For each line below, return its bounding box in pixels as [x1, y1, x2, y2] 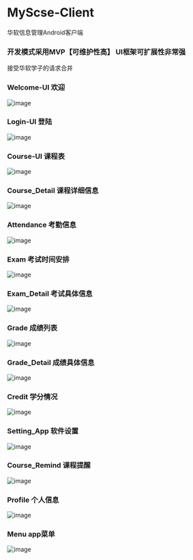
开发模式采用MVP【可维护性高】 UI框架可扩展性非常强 [7, 47, 186, 56]
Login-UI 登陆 [7, 117, 53, 127]
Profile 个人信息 [7, 495, 59, 505]
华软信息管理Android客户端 [7, 28, 83, 36]
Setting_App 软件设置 [7, 427, 79, 436]
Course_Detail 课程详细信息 [7, 186, 99, 196]
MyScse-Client [7, 5, 94, 21]
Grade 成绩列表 [7, 323, 58, 333]
